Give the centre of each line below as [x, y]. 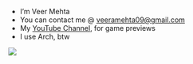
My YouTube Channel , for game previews [87, 28]
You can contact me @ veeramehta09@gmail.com [102, 20]
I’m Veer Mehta [45, 11]
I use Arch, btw [45, 36]
